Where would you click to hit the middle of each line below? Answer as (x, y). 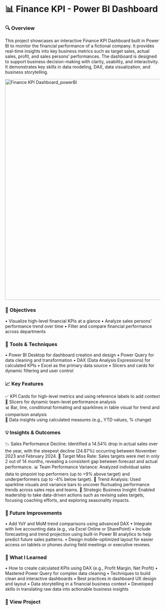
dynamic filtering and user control (39, 371)
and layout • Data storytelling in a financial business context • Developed (79, 584)
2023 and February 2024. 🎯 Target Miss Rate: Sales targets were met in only (82, 456)
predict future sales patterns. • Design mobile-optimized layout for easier (79, 539)
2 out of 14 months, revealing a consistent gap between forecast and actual (82, 461)
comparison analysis (26, 415)
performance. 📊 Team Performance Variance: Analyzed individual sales (78, 467)
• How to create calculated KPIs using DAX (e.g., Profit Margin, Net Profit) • (82, 568)
